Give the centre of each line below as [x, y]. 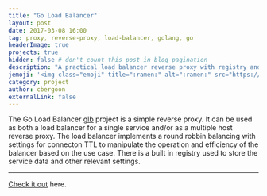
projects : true [33, 52]
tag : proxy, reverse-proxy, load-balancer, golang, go [101, 38]
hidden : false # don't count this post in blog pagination [108, 60]
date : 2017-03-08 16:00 [48, 30]
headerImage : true [39, 45]
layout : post [30, 23]
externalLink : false [43, 97]
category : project [39, 82]
